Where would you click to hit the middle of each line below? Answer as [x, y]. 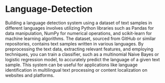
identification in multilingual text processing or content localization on [76, 70]
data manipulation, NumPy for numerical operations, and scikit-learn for [79, 33]
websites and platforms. [30, 75]
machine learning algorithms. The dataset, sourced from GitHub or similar [81, 39]
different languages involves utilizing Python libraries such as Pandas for [80, 28]
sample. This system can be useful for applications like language [71, 65]
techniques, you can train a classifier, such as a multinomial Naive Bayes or [82, 54]
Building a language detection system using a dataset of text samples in [79, 23]
